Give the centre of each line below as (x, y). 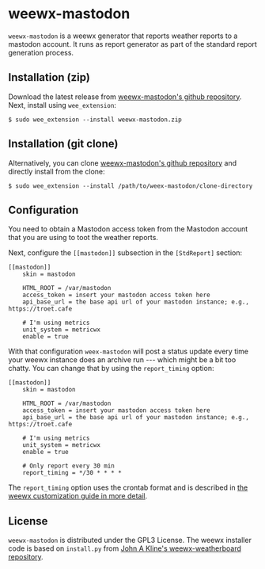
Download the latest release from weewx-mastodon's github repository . (125, 97)
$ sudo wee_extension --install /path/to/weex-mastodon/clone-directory (131, 186)
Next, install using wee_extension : (62, 105)
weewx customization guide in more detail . (78, 496)
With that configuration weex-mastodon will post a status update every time (129, 351)
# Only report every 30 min (68, 466)
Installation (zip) (49, 77)
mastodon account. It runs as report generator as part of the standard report (132, 44)
